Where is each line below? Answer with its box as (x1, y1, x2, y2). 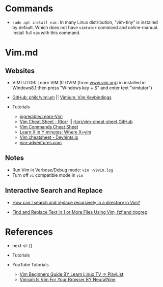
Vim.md (5, 47, 38, 58)
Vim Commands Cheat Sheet (19, 124, 79, 129)
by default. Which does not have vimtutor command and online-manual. (12, 24, 159, 30)
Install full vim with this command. (12, 30, 81, 35)
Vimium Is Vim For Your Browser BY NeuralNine (19, 276, 116, 282)
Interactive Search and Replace (5, 187, 103, 195)
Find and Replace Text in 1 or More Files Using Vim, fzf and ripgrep (12, 209, 148, 215)
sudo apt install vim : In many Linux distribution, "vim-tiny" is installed (12, 19, 158, 25)
